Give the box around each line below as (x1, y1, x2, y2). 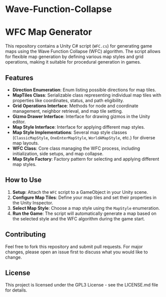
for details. (5, 287, 27, 293)
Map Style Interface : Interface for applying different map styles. (12, 124, 145, 130)
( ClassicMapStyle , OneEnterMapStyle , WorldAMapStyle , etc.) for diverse (12, 134, 155, 141)
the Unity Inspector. (12, 199, 53, 206)
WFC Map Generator (5, 27, 92, 38)
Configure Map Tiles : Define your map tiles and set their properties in (12, 194, 156, 200)
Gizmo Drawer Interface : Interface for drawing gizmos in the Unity (12, 113, 150, 119)
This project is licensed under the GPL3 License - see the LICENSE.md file (5, 282, 158, 288)
